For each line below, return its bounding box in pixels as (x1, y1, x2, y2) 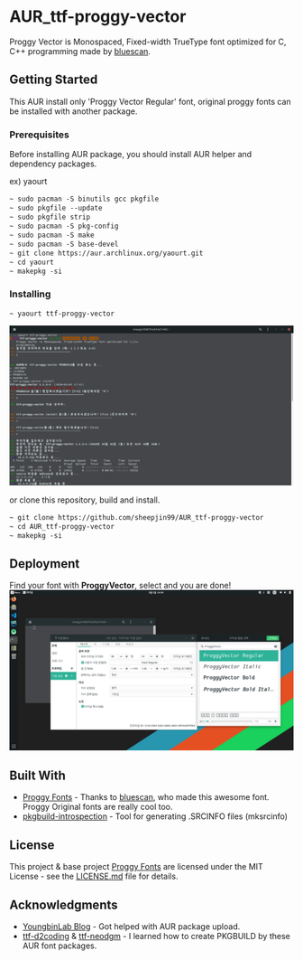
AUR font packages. (22, 940, 97, 951)
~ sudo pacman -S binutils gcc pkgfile (9, 194, 160, 204)
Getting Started (9, 72, 98, 88)
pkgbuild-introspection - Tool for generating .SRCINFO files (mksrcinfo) (22, 811, 289, 822)
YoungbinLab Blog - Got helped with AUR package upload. (22, 921, 241, 932)
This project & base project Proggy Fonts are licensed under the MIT (9, 861, 263, 872)
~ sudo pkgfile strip (9, 212, 91, 222)
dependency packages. (9, 158, 97, 169)
